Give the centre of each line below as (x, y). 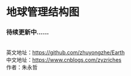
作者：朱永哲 (22, 67)
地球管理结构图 (43, 12)
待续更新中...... (28, 32)
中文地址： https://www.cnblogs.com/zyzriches (64, 60)
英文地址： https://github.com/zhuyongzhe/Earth (65, 53)
